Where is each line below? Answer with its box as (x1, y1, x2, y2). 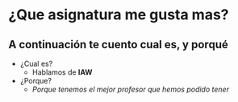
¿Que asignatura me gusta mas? (8, 6, 229, 24)
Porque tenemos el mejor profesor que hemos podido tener (31, 84, 230, 94)
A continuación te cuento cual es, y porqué (8, 38, 228, 51)
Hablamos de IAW (31, 67, 93, 77)
